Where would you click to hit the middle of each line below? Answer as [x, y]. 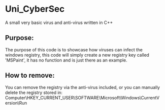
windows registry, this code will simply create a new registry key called [77, 55]
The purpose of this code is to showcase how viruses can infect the [74, 49]
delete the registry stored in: [34, 92]
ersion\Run [16, 103]
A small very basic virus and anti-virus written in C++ [59, 22]
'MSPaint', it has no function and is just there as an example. [66, 60]
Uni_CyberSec [35, 9]
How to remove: [30, 76]
